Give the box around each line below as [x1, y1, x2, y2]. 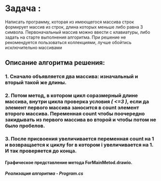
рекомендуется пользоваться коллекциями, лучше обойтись [5, 39, 132, 45]
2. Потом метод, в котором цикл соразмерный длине [5, 92, 138, 99]
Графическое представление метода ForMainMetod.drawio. [5, 159, 132, 165]
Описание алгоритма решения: [5, 59, 105, 67]
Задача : [5, 3, 41, 14]
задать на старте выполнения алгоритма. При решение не [5, 34, 126, 40]
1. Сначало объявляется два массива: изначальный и [5, 73, 138, 80]
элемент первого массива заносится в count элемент [5, 105, 139, 111]
